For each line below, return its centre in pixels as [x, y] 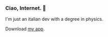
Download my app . [25, 29]
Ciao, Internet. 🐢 [26, 8]
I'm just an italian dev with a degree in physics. [54, 19]
